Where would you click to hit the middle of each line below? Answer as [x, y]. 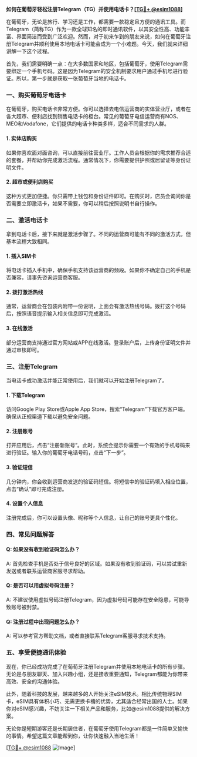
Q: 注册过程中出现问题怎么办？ [43, 622]
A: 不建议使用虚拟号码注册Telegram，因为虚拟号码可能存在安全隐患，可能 [95, 600]
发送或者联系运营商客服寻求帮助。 [47, 571]
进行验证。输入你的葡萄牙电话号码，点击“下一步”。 [67, 453]
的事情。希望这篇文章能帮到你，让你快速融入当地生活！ [73, 736]
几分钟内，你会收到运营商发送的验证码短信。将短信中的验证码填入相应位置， [98, 482]
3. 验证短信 [20, 467]
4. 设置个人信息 [25, 503]
